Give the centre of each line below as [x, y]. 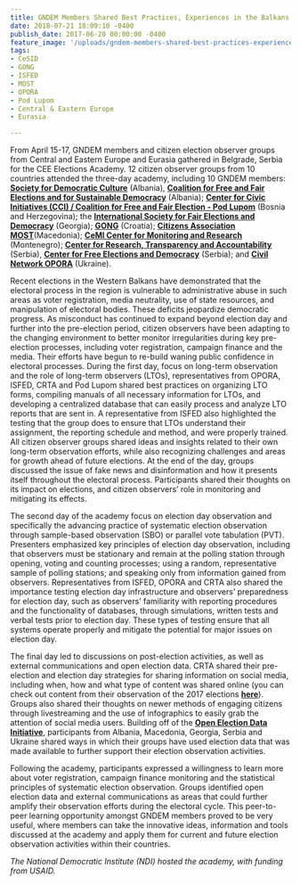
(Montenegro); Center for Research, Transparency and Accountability [141, 245]
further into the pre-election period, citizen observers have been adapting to [150, 328]
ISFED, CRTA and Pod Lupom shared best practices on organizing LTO [139, 385]
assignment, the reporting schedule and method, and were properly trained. [149, 432]
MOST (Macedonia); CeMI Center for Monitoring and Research [126, 235]
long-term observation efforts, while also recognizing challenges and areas [148, 452]
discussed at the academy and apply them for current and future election [144, 835]
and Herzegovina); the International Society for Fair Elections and [133, 217]
